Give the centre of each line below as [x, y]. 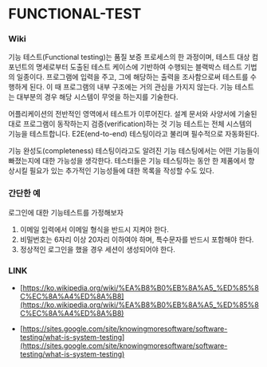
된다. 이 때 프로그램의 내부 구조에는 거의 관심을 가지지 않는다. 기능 [131, 87]
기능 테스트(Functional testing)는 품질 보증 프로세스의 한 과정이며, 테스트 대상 [129, 57]
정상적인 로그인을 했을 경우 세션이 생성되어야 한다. [97, 249]
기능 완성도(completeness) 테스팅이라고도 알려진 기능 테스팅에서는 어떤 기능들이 [134, 151]
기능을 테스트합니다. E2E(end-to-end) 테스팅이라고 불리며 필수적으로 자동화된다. [134, 134]
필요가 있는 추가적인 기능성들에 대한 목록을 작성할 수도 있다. [122, 171]
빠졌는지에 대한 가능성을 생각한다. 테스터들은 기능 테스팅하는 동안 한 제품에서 [128, 161]
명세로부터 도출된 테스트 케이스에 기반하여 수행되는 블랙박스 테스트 [139, 67]
